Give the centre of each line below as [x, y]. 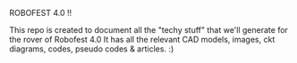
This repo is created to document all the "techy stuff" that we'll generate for [149, 30]
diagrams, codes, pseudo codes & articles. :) [92, 49]
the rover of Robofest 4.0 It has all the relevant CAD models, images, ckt [142, 39]
